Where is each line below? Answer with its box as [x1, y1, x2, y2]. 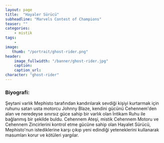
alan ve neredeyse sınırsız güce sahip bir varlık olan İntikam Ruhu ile [5, 111, 146, 117]
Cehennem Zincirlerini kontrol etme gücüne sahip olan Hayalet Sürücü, [5, 121, 151, 127]
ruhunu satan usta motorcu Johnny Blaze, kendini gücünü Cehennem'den [5, 105, 157, 111]
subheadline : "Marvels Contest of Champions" [5, 16, 101, 21]
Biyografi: [5, 88, 30, 95]
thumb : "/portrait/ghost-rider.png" [11, 49, 88, 54]
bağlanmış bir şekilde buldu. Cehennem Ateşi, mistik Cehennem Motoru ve [5, 116, 159, 122]
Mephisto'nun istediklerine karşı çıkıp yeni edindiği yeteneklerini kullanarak [5, 127, 159, 133]
